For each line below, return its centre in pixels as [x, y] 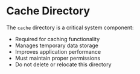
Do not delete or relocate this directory [63, 64]
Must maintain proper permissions [58, 58]
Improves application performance [58, 51]
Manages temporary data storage [56, 45]
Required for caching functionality [57, 39]
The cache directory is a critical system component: [70, 27]
